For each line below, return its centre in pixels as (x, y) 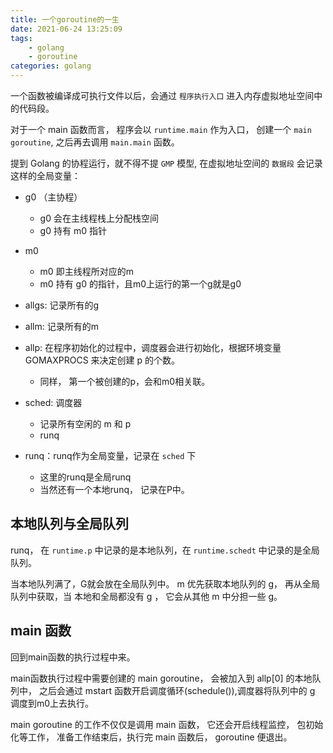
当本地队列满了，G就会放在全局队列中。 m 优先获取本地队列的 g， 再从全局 (165, 583)
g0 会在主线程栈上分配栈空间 (99, 218)
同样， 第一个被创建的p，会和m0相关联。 (125, 381)
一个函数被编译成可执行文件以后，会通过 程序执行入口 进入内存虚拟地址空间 (162, 95)
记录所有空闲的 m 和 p (85, 424)
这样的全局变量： (45, 175)
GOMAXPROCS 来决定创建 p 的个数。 (102, 360)
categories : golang (51, 66)
